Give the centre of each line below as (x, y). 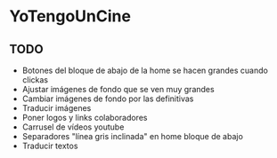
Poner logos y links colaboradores (85, 118)
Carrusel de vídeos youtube (73, 127)
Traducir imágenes (57, 108)
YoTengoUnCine (70, 16)
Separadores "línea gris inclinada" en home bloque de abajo (132, 136)
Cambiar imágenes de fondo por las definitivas (108, 99)
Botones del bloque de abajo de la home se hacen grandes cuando (145, 70)
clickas (35, 80)
